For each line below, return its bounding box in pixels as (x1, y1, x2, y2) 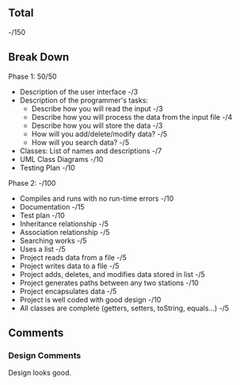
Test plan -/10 (19, 210, 65, 220)
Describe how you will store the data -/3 (31, 121, 163, 130)
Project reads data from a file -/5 (19, 252, 127, 262)
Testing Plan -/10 (19, 163, 75, 172)
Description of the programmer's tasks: (19, 95, 149, 105)
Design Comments (8, 349, 82, 360)
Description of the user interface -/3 (19, 87, 139, 96)
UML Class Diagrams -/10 (19, 154, 104, 164)
